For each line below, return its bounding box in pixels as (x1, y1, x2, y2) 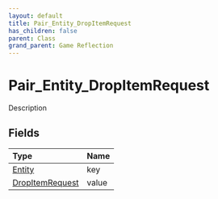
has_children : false (8, 27, 78, 35)
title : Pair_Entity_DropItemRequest (8, 19, 132, 27)
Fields (8, 126, 40, 140)
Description (8, 103, 47, 113)
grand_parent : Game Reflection (8, 42, 114, 50)
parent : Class (8, 34, 57, 43)
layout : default (8, 11, 63, 20)
